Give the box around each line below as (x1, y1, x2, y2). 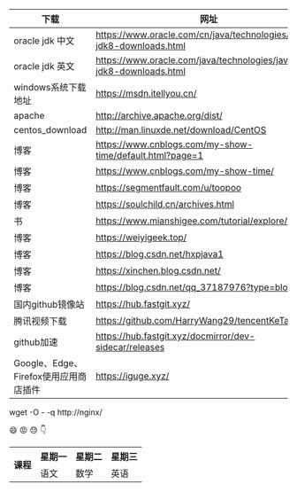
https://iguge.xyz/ (95, 370, 170, 382)
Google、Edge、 (13, 357, 83, 369)
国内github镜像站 (13, 299, 85, 310)
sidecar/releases (95, 341, 165, 353)
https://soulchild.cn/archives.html (95, 199, 235, 210)
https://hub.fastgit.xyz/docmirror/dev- (95, 330, 255, 342)
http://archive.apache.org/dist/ (95, 110, 223, 121)
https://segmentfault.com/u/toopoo (95, 182, 241, 193)
